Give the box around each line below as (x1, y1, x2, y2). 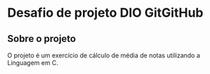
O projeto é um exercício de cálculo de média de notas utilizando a (7, 51, 200, 59)
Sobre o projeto (7, 33, 76, 45)
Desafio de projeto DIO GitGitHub (7, 5, 204, 21)
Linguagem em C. (7, 59, 58, 67)
